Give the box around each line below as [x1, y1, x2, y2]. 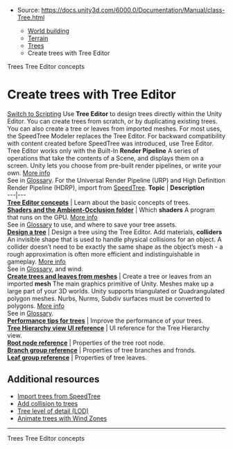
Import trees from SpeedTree [17, 392, 101, 400]
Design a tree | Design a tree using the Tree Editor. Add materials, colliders [7, 227, 223, 236]
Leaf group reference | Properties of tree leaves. [7, 353, 147, 361]
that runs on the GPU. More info [7, 213, 98, 221]
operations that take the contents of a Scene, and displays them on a [7, 154, 205, 162]
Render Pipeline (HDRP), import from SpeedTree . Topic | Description [7, 183, 205, 192]
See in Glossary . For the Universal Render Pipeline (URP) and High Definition [7, 176, 225, 184]
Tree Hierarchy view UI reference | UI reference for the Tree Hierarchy [7, 323, 210, 332]
